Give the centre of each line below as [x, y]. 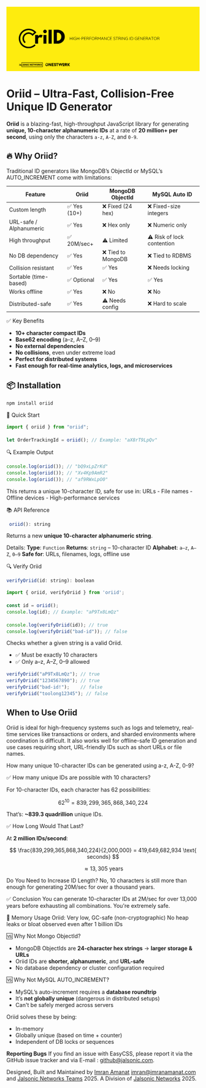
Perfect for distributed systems [56, 359]
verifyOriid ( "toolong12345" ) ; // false [57, 694]
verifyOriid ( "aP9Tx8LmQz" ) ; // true [53, 674]
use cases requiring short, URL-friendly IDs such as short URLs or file [94, 747]
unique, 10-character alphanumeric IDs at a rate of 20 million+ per [92, 130]
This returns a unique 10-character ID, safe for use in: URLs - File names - [100, 491]
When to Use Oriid [42, 713]
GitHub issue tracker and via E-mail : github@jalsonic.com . [81, 1060]
